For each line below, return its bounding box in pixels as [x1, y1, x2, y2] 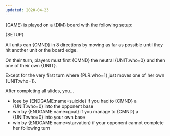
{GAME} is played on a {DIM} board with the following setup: [5, 22, 133, 28]
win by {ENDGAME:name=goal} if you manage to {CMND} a [12, 108, 139, 114]
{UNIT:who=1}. [5, 77, 37, 84]
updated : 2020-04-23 [5, 7, 50, 13]
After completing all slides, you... [5, 88, 74, 94]
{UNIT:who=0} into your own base [12, 114, 85, 120]
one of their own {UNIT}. [5, 62, 57, 68]
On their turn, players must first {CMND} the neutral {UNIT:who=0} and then [5, 57, 165, 63]
